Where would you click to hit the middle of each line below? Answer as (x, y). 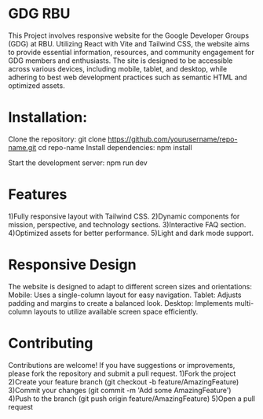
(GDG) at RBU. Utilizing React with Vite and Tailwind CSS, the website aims (129, 43)
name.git (22, 147)
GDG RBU (39, 14)
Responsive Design (72, 265)
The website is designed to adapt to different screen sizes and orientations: (130, 286)
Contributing (51, 343)
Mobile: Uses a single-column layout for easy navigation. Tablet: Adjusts (125, 295)
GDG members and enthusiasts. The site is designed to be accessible (121, 61)
